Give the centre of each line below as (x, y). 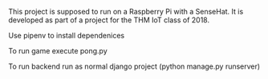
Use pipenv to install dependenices (67, 36)
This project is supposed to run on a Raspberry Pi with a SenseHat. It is (126, 12)
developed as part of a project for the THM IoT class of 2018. (109, 20)
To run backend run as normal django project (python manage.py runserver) (134, 66)
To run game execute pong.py (58, 51)
